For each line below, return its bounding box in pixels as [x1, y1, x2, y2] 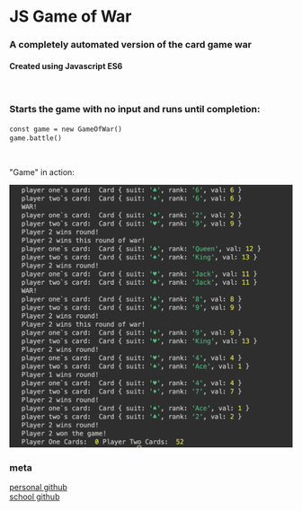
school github [9, 491, 60, 502]
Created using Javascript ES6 [9, 60, 123, 71]
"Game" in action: [9, 166, 75, 177]
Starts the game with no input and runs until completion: [9, 103, 261, 116]
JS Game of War [9, 6, 132, 27]
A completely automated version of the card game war [9, 39, 252, 51]
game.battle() [9, 133, 63, 143]
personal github [9, 481, 67, 492]
